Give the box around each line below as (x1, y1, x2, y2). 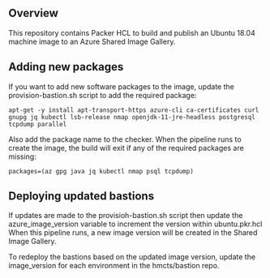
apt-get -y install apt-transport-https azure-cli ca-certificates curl (8, 105, 259, 114)
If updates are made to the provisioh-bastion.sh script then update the (8, 211, 243, 220)
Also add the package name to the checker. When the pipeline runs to (8, 134, 242, 144)
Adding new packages (8, 60, 124, 74)
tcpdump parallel (8, 120, 67, 128)
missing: (8, 152, 36, 161)
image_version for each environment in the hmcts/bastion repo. (8, 261, 220, 271)
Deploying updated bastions (8, 190, 155, 203)
